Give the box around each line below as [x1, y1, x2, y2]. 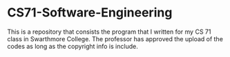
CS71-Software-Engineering [7, 5, 173, 21]
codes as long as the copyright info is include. [7, 42, 138, 50]
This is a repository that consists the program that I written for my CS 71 [7, 27, 211, 36]
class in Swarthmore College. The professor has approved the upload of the [7, 34, 223, 43]
